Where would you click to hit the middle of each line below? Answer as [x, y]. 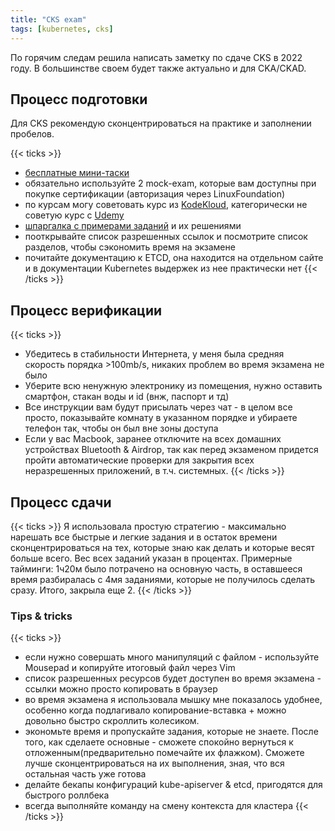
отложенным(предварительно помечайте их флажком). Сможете [164, 753]
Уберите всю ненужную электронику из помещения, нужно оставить [173, 386]
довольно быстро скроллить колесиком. [112, 721]
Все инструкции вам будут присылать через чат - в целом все [158, 407]
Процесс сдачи [61, 502]
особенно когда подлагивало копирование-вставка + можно [155, 710]
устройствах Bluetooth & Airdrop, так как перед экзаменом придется [171, 450]
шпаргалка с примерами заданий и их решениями [133, 226]
